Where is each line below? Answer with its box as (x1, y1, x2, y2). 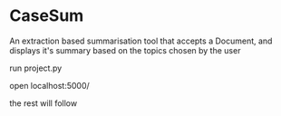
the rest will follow (9, 97, 78, 109)
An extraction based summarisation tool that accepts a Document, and (9, 35, 273, 46)
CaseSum (9, 5, 84, 26)
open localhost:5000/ (9, 80, 91, 91)
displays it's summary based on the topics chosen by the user (9, 44, 241, 55)
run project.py (9, 63, 63, 73)
